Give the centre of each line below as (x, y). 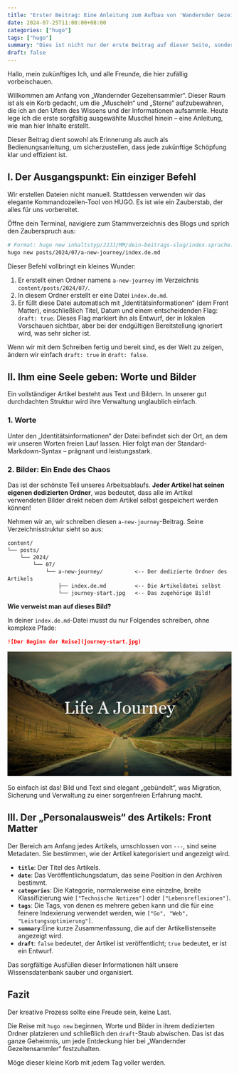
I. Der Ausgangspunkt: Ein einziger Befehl (102, 177)
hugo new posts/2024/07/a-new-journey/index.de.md (84, 252)
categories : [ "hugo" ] (39, 30)
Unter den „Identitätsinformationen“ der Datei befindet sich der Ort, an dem (117, 436)
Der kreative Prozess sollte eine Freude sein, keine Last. (90, 1012)
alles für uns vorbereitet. (43, 209)
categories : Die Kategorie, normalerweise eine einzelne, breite (109, 890)
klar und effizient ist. (37, 155)
